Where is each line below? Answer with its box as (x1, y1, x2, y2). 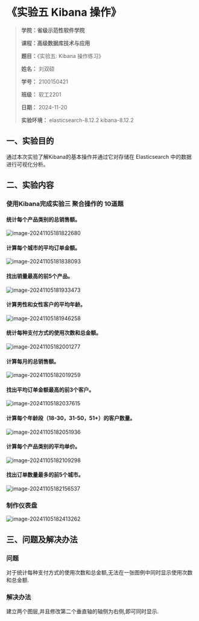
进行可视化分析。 (6, 161, 49, 168)
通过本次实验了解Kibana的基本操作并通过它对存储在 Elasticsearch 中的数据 (6, 153, 192, 160)
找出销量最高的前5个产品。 (6, 272, 74, 280)
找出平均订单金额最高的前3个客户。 (6, 386, 95, 393)
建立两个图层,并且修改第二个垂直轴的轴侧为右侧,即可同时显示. (6, 608, 159, 615)
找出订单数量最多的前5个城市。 (6, 471, 84, 478)
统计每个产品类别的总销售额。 (6, 216, 80, 223)
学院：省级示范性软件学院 (21, 27, 85, 34)
